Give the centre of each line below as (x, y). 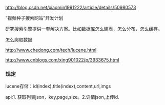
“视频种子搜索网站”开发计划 (34, 18)
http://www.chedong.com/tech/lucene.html (51, 50)
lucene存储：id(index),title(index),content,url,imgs (58, 86)
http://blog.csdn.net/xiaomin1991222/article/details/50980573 (71, 7)
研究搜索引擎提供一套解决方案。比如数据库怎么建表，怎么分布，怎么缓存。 (84, 29)
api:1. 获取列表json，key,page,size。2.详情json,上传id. (62, 97)
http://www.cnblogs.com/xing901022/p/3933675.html (62, 60)
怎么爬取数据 (19, 40)
